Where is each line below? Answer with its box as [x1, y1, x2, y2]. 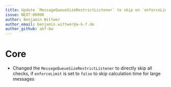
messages [12, 76, 35, 82]
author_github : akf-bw [5, 26, 53, 32]
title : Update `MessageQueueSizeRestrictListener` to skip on [5, 7, 140, 13]
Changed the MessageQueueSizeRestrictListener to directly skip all [12, 65, 153, 71]
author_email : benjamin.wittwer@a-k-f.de [5, 21, 95, 27]
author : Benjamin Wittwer [5, 17, 60, 22]
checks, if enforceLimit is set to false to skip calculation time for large [12, 71, 161, 77]
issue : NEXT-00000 [5, 12, 44, 17]
